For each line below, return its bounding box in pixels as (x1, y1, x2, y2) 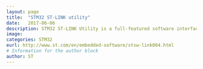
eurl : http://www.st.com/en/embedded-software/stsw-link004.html (6, 43, 174, 49)
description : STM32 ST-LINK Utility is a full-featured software (6, 25, 174, 32)
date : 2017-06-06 (6, 20, 56, 26)
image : (6, 31, 23, 37)
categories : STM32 (6, 37, 53, 43)
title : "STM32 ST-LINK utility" (6, 14, 91, 20)
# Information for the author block (6, 48, 98, 54)
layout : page (6, 8, 39, 15)
